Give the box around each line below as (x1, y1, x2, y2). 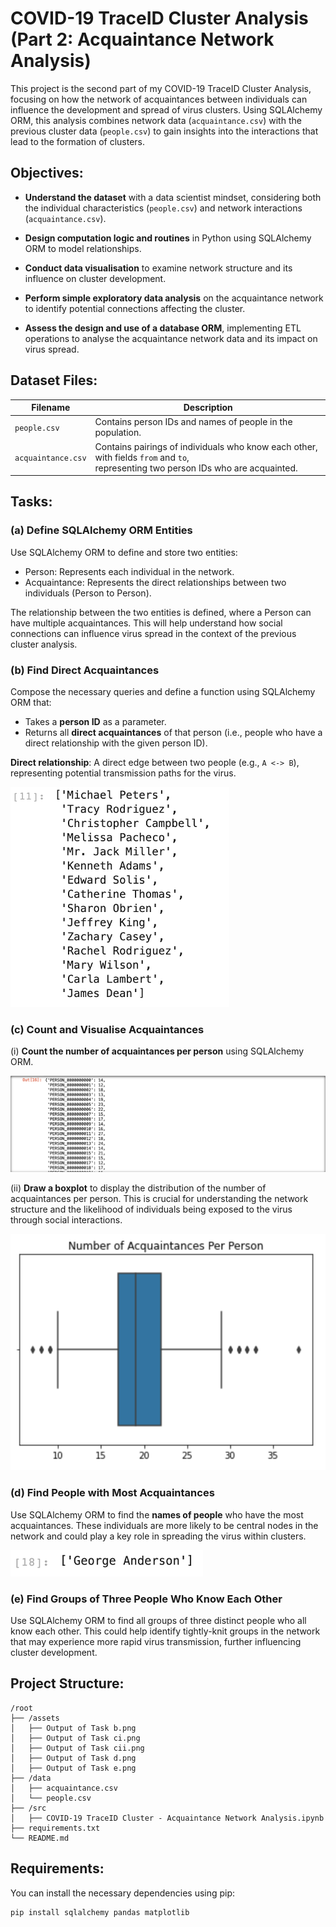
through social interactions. (10, 1214, 123, 1226)
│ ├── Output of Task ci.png (10, 1733, 141, 1743)
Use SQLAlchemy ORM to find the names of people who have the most (10, 1508, 304, 1521)
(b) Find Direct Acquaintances (10, 663, 160, 677)
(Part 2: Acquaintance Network (10, 28, 275, 51)
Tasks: (10, 493, 53, 511)
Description (183, 402, 233, 414)
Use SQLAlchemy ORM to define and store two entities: (10, 546, 238, 558)
